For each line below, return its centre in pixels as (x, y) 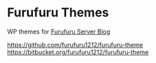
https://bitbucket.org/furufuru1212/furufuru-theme (78, 52)
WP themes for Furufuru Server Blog (59, 32)
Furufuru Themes (58, 13)
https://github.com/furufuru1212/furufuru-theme (75, 45)
